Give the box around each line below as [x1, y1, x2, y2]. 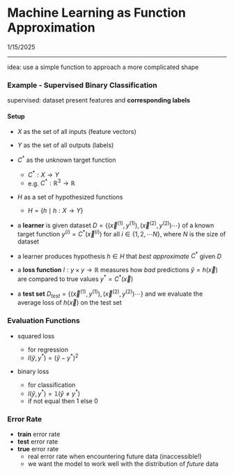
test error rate [17, 437, 58, 446]
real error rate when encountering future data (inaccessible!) [27, 452, 202, 461]
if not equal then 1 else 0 [27, 397, 99, 405]
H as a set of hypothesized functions [17, 193, 123, 202]
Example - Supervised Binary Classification [7, 80, 158, 90]
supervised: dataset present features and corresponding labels [7, 96, 190, 105]
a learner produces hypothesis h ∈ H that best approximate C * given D [17, 250, 221, 260]
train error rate [17, 430, 61, 439]
